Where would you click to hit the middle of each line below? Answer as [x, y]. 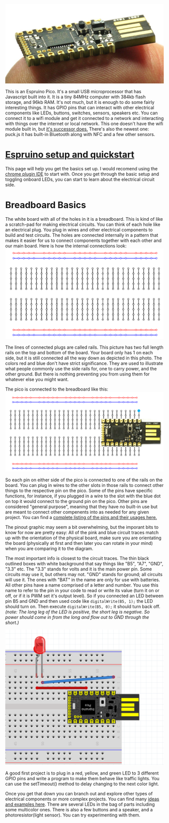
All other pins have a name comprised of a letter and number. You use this [82, 585]
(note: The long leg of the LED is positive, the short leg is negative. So [77, 612]
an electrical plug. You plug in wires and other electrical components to [79, 230]
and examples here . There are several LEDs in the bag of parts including [80, 804]
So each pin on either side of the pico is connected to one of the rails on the [84, 480]
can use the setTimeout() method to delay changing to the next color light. [82, 784]
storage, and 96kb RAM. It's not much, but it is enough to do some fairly [80, 102]
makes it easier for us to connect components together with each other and [83, 240]
